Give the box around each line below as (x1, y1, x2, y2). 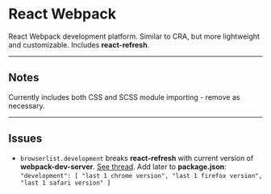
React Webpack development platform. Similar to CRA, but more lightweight (8, 31, 261, 41)
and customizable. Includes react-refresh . (8, 39, 150, 49)
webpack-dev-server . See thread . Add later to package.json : (19, 162, 227, 171)
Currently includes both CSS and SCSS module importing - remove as (8, 92, 240, 101)
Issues (8, 132, 43, 146)
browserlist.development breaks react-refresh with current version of (19, 153, 254, 163)
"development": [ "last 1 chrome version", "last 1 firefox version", (19, 171, 263, 180)
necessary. (8, 101, 46, 110)
